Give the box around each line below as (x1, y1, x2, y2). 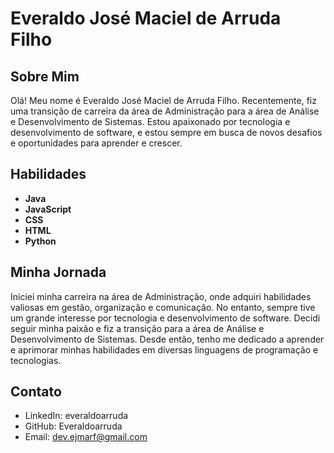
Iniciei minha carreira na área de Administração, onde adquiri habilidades (10, 290, 312, 302)
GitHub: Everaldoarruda (24, 420, 123, 432)
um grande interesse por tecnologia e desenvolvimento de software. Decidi (10, 312, 321, 324)
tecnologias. (10, 354, 62, 366)
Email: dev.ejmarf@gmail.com (24, 431, 148, 443)
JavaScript (24, 203, 72, 215)
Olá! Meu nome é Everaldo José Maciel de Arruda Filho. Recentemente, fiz (10, 95, 317, 106)
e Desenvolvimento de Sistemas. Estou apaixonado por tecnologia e (10, 116, 291, 127)
